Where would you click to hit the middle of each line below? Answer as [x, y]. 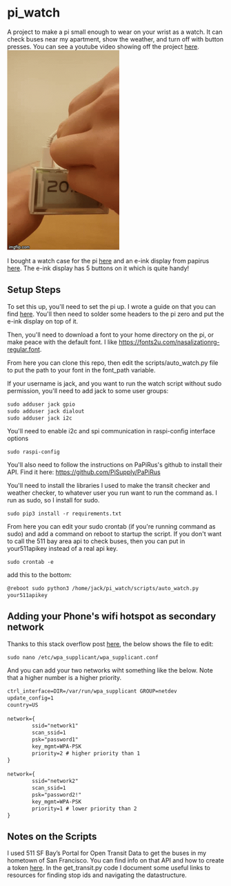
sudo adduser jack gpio [41, 404]
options [18, 438]
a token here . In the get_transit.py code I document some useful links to [109, 868]
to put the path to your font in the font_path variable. [81, 370]
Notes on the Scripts [52, 837]
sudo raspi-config [33, 452]
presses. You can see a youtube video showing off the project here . [103, 46]
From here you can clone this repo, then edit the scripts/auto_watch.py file [113, 362]
